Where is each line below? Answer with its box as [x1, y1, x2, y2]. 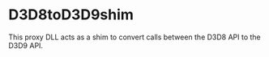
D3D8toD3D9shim [8, 6, 134, 24]
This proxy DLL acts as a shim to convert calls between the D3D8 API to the [8, 32, 261, 42]
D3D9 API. [8, 40, 43, 50]
